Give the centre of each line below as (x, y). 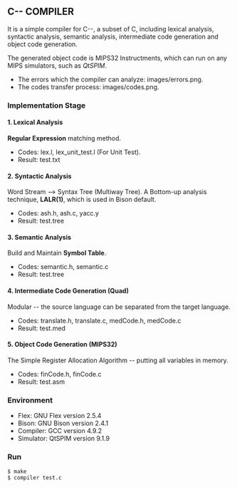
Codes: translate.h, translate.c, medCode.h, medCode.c (99, 320)
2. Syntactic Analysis (39, 176)
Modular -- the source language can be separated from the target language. (119, 307)
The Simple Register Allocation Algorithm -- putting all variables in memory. (118, 360)
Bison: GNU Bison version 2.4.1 (63, 423)
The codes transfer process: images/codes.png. (88, 87)
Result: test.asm (41, 382)
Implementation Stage (47, 105)
